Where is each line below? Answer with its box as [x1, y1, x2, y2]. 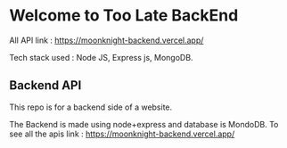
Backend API [9, 78, 82, 94]
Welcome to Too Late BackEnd [9, 5, 239, 26]
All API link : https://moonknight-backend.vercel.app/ [9, 35, 204, 45]
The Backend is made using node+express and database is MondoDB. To [9, 119, 279, 129]
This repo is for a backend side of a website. [9, 102, 173, 112]
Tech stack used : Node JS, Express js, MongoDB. [9, 52, 193, 62]
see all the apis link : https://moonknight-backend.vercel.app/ [9, 128, 235, 139]
